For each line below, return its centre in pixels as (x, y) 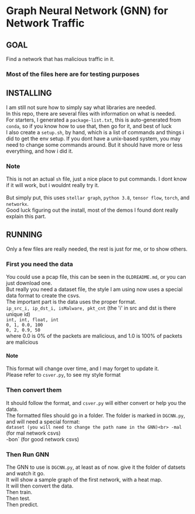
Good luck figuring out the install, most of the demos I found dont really (92, 210)
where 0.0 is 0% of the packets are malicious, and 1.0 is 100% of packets (94, 336)
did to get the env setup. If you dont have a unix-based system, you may (93, 138)
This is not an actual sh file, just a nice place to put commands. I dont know (97, 179)
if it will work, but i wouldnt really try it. (53, 185)
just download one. (29, 283)
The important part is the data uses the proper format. (71, 302)
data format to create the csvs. (43, 296)
